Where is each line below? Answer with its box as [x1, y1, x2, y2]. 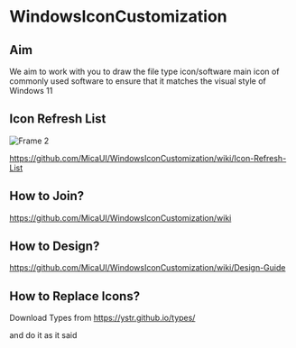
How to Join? [9, 188, 85, 204]
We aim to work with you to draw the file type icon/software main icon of [9, 66, 280, 77]
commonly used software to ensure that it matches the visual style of [9, 76, 266, 87]
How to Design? [9, 239, 100, 254]
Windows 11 [9, 86, 53, 96]
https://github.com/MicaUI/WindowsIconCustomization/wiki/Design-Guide [9, 262, 286, 273]
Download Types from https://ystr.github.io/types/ [9, 313, 196, 324]
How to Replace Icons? [9, 288, 141, 304]
